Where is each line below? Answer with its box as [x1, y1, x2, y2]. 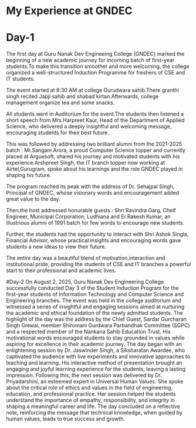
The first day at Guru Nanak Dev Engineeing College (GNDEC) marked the [6, 50, 185, 57]
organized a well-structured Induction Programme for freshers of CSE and [6, 69, 185, 76]
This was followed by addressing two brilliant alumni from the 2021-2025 [6, 141, 183, 148]
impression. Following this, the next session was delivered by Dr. [6, 372, 163, 379]
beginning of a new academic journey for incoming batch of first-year [6, 57, 175, 64]
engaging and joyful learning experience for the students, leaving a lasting [6, 365, 186, 373]
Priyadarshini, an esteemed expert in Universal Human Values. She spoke [6, 378, 184, 385]
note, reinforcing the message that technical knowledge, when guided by [6, 409, 183, 416]
